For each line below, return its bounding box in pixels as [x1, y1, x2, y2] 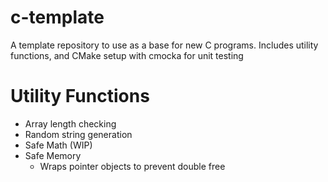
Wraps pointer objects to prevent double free [39, 160, 226, 172]
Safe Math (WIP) [24, 139, 93, 151]
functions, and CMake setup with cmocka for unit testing [10, 49, 244, 61]
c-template [10, 6, 105, 29]
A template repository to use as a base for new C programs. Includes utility [10, 39, 319, 51]
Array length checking [24, 117, 117, 130]
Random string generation [24, 128, 133, 140]
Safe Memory [24, 149, 82, 161]
